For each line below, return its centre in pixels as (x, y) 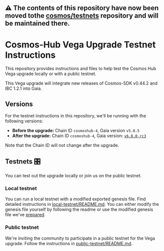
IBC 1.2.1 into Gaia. (23, 88)
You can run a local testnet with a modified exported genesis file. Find (75, 199)
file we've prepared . (25, 215)
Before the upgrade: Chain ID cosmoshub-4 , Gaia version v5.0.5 (76, 131)
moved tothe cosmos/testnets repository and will (82, 16)
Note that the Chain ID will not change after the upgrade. (62, 145)
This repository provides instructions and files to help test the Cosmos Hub (81, 69)
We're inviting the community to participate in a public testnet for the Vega (80, 238)
